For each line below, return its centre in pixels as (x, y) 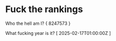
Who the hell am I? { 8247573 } (38, 23)
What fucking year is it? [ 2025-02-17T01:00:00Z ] (58, 33)
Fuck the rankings (44, 9)
